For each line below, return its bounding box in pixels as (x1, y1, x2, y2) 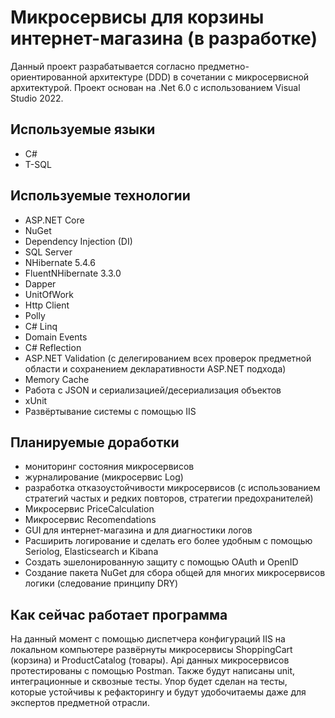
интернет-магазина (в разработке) (10, 27, 318, 50)
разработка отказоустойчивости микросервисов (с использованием (24, 482, 321, 494)
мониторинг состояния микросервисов (24, 461, 195, 473)
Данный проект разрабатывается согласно (10, 60, 196, 72)
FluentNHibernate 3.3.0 (24, 267, 122, 279)
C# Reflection (24, 341, 82, 353)
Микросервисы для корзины (10, 6, 265, 29)
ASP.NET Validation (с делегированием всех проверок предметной (24, 352, 312, 364)
